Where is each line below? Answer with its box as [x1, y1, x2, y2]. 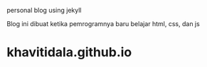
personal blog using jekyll [6, 6, 82, 14]
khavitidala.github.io [6, 44, 132, 61]
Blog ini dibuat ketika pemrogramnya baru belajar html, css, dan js [6, 20, 200, 28]
